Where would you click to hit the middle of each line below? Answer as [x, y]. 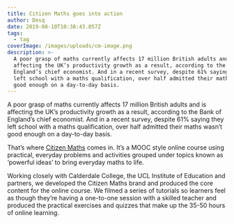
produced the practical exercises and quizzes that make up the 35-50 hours [116, 205]
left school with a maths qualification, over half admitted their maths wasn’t [115, 127]
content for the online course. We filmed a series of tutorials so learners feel [117, 191]
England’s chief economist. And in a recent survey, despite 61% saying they [116, 120]
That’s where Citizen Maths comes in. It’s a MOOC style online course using [116, 147]
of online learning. [33, 213]
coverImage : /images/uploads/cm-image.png [70, 46]
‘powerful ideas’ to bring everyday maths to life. [76, 162]
